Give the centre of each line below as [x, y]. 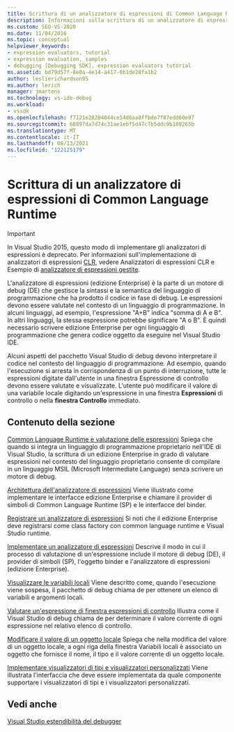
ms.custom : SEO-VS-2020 [42, 27]
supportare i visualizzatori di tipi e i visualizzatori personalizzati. [99, 682]
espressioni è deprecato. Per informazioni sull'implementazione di [102, 254]
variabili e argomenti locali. [46, 597]
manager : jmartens [34, 91]
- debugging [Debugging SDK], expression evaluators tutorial [99, 66]
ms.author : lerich [34, 85]
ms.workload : [26, 105]
